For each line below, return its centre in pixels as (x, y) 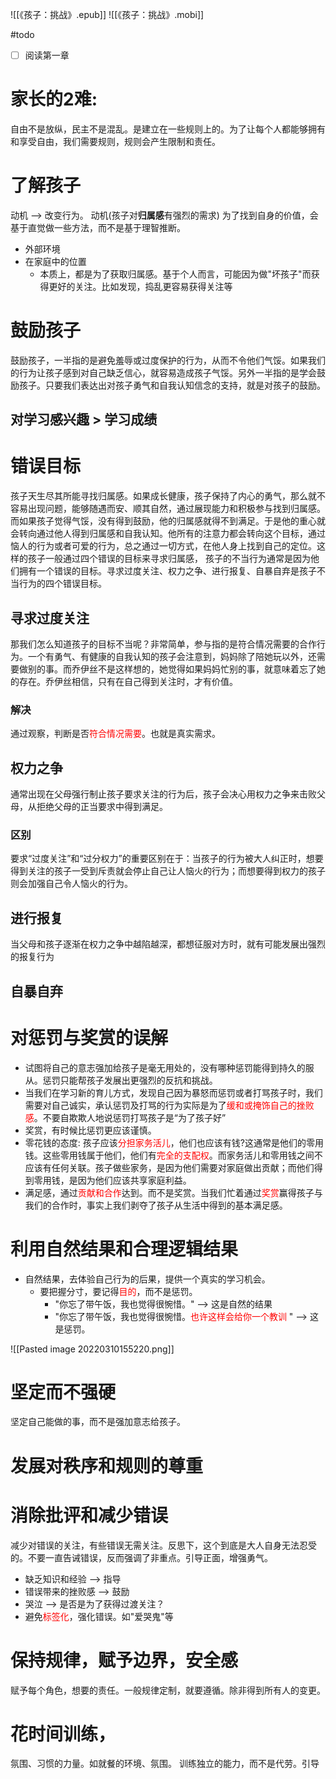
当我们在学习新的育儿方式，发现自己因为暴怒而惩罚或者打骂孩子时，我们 (173, 1092)
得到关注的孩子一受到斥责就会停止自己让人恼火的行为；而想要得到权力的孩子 (168, 871)
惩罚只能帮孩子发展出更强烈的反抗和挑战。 (130, 1080)
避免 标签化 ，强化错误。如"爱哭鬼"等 (99, 1616)
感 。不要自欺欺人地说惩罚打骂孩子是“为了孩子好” (125, 1117)
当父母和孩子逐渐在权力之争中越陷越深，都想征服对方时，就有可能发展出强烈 (168, 944)
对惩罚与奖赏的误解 (89, 1037)
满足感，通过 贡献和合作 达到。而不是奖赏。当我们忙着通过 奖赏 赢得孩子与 (173, 1192)
